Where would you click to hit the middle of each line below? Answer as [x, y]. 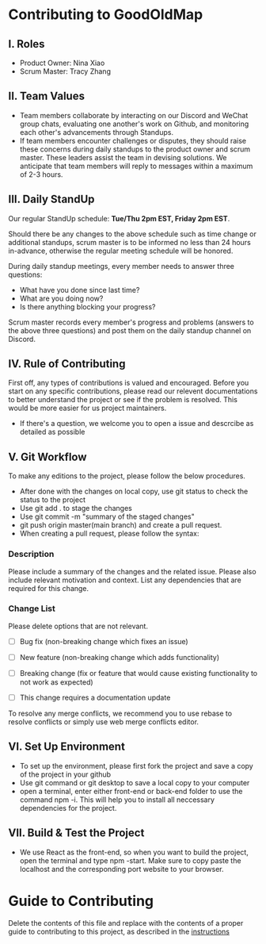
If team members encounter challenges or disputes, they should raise [133, 140]
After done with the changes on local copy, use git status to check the [134, 491]
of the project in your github [65, 774]
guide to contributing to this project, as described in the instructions [119, 931]
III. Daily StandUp [51, 200]
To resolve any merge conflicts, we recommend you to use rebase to [120, 714]
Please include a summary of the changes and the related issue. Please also [132, 571]
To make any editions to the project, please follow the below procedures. [127, 476]
